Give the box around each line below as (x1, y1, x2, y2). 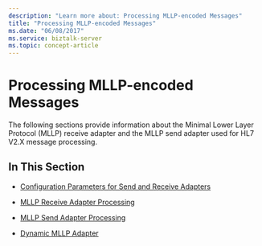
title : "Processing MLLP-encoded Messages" (8, 19, 157, 27)
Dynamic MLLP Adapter (19, 228, 99, 238)
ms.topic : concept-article (8, 42, 99, 50)
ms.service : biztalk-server (8, 34, 103, 43)
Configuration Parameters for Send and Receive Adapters (19, 182, 211, 191)
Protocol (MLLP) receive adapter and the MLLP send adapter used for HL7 (8, 129, 255, 138)
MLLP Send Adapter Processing (19, 212, 126, 222)
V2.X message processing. (8, 137, 98, 147)
